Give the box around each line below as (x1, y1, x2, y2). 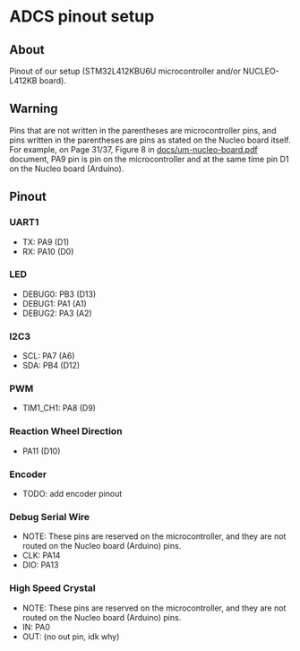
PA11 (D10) (21, 446, 61, 456)
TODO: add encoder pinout (21, 488, 123, 499)
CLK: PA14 (21, 550, 61, 561)
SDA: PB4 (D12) (21, 360, 81, 371)
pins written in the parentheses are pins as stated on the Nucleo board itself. (9, 135, 291, 145)
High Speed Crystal (9, 582, 96, 595)
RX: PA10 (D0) (21, 246, 74, 256)
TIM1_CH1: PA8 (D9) (21, 403, 97, 413)
